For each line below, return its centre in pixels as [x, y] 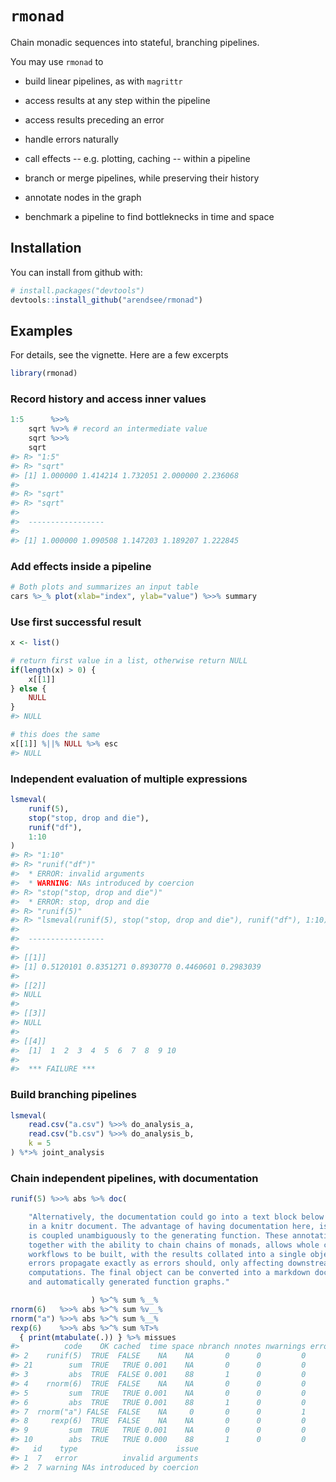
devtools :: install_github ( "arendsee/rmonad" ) [106, 300]
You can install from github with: [76, 272]
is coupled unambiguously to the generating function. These [158, 1235]
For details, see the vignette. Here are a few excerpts [119, 355]
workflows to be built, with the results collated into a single [167, 1254]
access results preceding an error [94, 119]
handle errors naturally [71, 139]
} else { [28, 688]
